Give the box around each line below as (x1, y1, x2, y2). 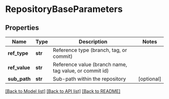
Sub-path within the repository (52, 75, 126, 82)
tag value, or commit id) (52, 67, 109, 74)
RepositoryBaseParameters (5, 3, 123, 15)
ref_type (8, 50, 29, 56)
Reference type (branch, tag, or (52, 46, 127, 53)
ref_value (8, 64, 30, 71)
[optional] (138, 75, 161, 82)
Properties (5, 23, 39, 32)
